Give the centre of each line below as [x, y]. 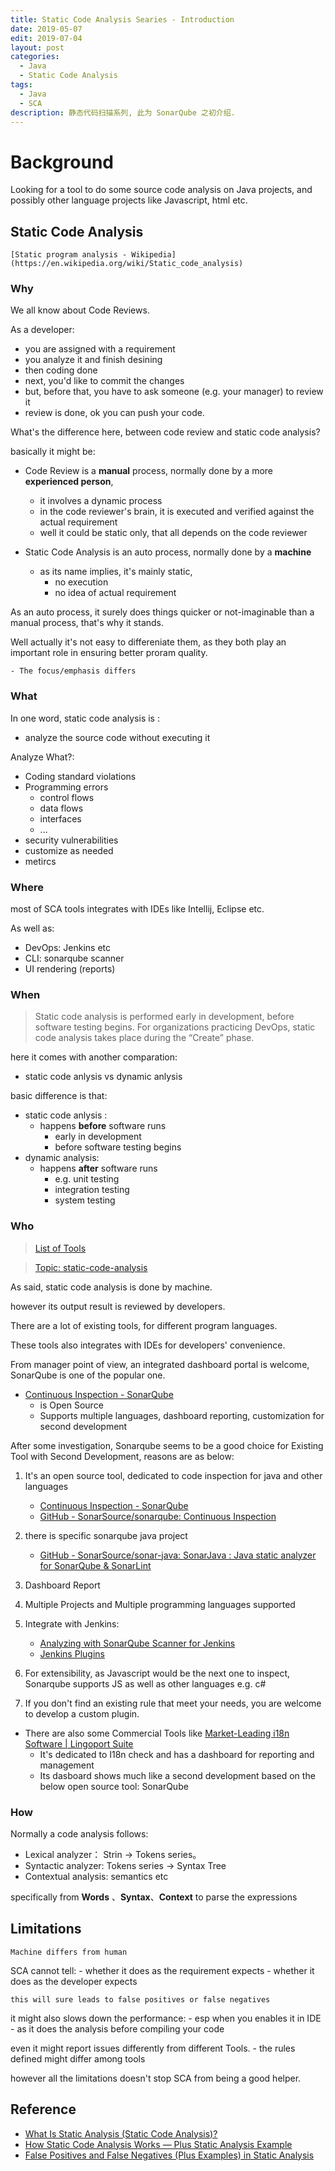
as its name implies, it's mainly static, [116, 572]
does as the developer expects [74, 1981]
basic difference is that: [59, 1096]
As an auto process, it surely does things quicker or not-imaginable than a [162, 612]
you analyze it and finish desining [93, 360]
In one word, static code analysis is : [85, 718]
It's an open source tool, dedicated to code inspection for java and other [173, 1475]
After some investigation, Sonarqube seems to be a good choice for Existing [167, 1445]
